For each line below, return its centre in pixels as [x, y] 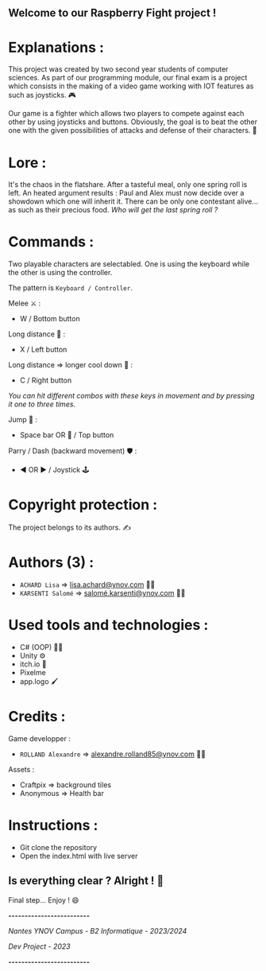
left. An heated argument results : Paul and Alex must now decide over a [126, 193]
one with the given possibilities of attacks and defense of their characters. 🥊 [133, 130]
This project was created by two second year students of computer [118, 69]
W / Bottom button [50, 319]
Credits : [37, 717]
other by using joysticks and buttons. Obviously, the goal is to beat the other [133, 122]
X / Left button [43, 350]
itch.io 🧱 [33, 664]
